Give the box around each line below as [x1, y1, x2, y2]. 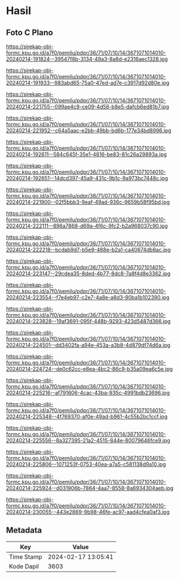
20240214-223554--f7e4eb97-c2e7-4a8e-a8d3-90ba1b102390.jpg [6, 294, 170, 300]
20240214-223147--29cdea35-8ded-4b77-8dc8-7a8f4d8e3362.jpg [6, 270, 171, 277]
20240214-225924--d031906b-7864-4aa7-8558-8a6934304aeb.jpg [6, 485, 174, 491]
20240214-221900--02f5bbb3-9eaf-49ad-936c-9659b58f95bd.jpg [6, 198, 170, 205]
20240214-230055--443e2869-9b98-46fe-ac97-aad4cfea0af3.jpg [6, 509, 170, 515]
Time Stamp [9, 553, 43, 561]
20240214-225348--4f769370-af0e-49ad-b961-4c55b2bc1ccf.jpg [6, 413, 168, 420]
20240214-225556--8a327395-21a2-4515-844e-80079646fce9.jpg [6, 437, 171, 444]
